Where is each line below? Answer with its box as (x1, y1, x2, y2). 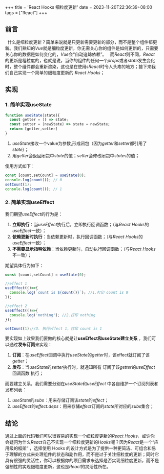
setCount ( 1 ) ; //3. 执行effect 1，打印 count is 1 (5, 326, 102, 331)
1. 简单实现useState (5, 101, 52, 108)
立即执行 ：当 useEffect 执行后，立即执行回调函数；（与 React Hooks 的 (12, 221, 149, 227)
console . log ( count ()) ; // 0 (5, 177, 62, 182)
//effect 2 (5, 304, 27, 308)
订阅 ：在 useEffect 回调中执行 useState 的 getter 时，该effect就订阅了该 (12, 352, 150, 358)
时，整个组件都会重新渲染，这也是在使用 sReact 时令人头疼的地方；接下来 (5, 63, 152, 70)
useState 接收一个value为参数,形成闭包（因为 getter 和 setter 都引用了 (12, 140, 147, 146)
